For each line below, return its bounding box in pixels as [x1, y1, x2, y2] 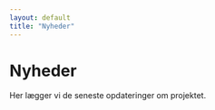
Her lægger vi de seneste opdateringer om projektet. [9, 90, 207, 101]
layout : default [9, 13, 71, 23]
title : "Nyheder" [9, 22, 75, 31]
